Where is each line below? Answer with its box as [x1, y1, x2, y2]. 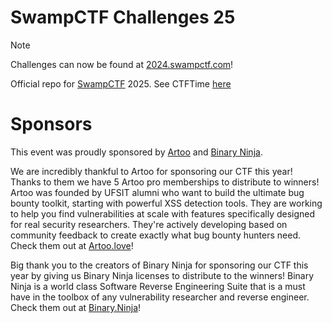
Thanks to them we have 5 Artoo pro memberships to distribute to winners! [10, 176, 320, 188]
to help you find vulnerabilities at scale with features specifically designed [10, 207, 316, 220]
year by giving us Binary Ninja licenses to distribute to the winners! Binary [10, 269, 315, 281]
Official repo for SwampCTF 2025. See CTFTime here [10, 77, 232, 90]
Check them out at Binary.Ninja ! [10, 301, 142, 313]
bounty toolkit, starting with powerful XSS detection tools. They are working [10, 197, 323, 209]
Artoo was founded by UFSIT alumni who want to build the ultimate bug [10, 186, 305, 198]
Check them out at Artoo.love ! [10, 239, 134, 251]
